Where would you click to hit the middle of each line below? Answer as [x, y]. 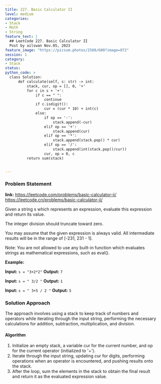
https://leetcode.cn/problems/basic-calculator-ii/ [54, 200]
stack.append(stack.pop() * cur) [86, 140]
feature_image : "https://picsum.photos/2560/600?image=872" [67, 50]
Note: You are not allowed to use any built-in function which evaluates [75, 247]
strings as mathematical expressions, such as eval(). [57, 253]
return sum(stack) [45, 158]
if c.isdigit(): [52, 104]
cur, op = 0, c [59, 154]
